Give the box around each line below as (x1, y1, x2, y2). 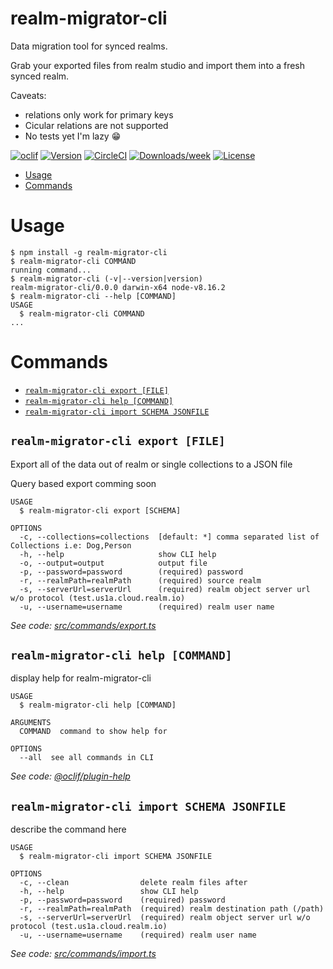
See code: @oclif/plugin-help (10, 770, 131, 782)
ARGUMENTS (10, 718, 52, 728)
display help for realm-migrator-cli (10, 672, 152, 684)
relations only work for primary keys (24, 108, 174, 121)
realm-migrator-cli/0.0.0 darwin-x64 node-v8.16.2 (10, 282, 226, 292)
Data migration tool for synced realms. (10, 40, 168, 52)
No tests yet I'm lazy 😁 (24, 130, 122, 142)
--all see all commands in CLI (19, 753, 155, 763)
